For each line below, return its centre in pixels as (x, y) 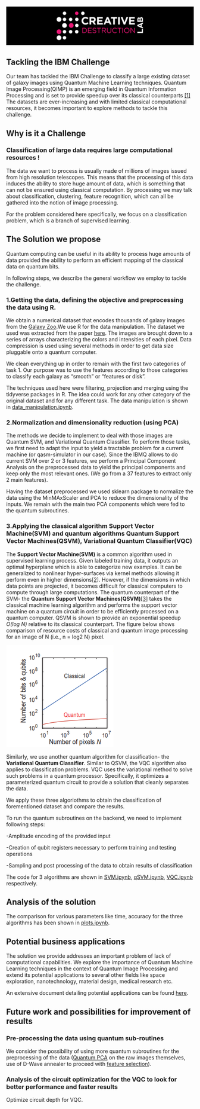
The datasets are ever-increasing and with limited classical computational (96, 102)
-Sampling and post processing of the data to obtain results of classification (99, 865)
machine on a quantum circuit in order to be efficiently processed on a (92, 611)
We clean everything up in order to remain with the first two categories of (96, 363)
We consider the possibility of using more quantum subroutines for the (93, 1051)
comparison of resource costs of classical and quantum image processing (97, 630)
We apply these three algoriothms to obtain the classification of (84, 800)
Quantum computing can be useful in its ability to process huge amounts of (99, 253)
